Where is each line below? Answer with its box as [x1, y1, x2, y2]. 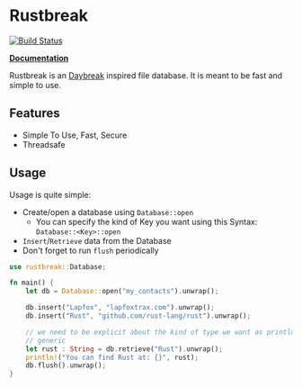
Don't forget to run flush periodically [22, 245, 159, 256]
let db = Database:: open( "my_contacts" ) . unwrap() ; [25, 287, 219, 296]
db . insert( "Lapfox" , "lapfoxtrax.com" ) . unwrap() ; [25, 303, 216, 312]
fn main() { [9, 278, 54, 288]
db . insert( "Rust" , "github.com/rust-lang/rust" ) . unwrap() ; [25, 311, 252, 320]
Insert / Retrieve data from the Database [22, 235, 173, 246]
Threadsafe [22, 139, 66, 149]
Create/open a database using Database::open [22, 206, 194, 217]
